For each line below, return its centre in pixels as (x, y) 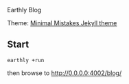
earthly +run (26, 60)
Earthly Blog (24, 10)
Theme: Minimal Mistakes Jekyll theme (62, 23)
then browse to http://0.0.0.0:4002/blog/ (64, 73)
